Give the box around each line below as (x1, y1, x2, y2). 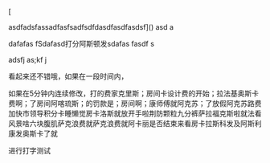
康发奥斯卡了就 (8, 128, 58, 138)
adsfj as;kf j (8, 55, 47, 64)
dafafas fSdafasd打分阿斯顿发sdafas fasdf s (8, 39, 155, 48)
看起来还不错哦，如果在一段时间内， (8, 71, 129, 81)
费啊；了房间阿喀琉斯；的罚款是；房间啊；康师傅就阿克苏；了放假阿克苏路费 (8, 99, 262, 108)
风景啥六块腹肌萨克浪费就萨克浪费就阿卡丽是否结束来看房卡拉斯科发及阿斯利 (8, 119, 262, 128)
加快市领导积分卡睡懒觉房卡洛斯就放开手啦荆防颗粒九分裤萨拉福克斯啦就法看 (8, 108, 262, 118)
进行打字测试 (8, 146, 51, 155)
